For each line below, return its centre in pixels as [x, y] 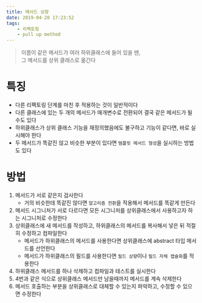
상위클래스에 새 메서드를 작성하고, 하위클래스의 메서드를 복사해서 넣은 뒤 [100, 226]
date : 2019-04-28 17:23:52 [40, 18]
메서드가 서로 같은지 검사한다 [49, 195]
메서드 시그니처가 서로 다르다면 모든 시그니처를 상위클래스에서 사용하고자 [101, 210]
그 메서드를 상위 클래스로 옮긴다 [58, 60]
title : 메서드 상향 [28, 12]
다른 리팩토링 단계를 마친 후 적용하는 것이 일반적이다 [76, 105]
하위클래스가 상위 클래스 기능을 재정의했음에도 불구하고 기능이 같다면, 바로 [102, 128]
